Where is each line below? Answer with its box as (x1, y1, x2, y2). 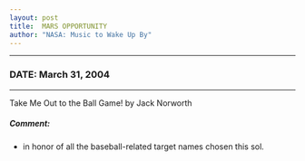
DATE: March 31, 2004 (9, 69, 111, 81)
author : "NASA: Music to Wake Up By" (9, 30, 152, 39)
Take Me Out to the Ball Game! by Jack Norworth (9, 97, 192, 109)
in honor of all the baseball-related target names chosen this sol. (22, 141, 265, 152)
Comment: (9, 118, 51, 129)
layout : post (9, 13, 59, 23)
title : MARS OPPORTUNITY (9, 22, 107, 31)
